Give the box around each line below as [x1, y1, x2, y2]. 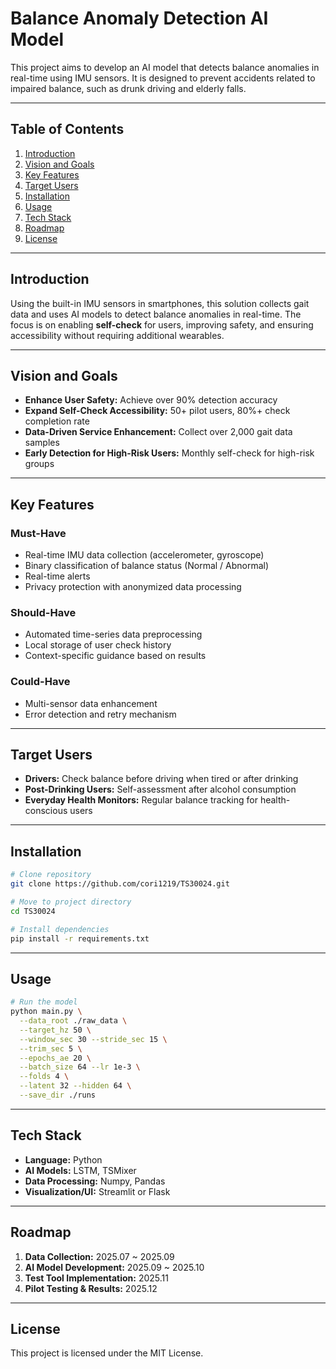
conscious [24, 805, 68, 817]
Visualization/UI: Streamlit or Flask [24, 1185, 171, 1197]
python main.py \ [10, 1007, 83, 1017]
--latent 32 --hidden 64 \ [19, 1081, 132, 1091]
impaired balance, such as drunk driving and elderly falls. [10, 82, 247, 94]
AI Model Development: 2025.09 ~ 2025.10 [24, 1261, 205, 1273]
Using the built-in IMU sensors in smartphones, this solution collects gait [10, 297, 310, 309]
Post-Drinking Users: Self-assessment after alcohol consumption [24, 783, 297, 796]
